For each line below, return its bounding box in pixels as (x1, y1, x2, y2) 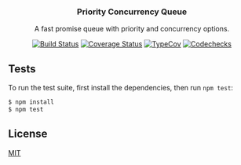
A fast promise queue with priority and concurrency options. (34, 24, 230, 34)
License (8, 127, 48, 141)
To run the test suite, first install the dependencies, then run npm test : (8, 83, 234, 93)
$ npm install (8, 98, 55, 106)
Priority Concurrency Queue (77, 6, 187, 17)
